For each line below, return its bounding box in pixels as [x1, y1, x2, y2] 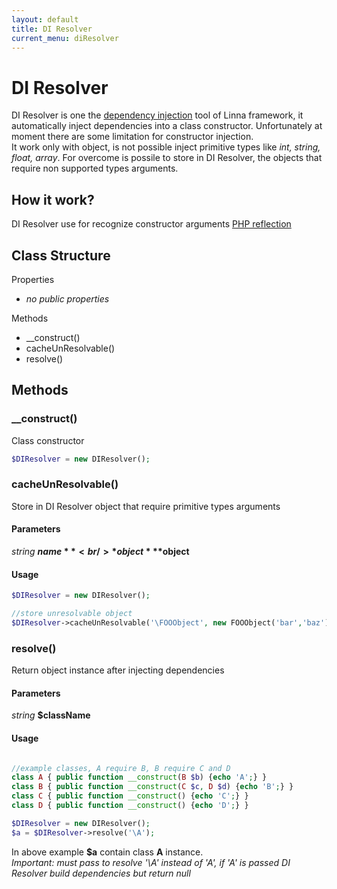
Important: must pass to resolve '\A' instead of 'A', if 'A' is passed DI [11, 856, 291, 868]
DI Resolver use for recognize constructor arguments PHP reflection [11, 218, 292, 230]
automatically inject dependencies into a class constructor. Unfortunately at [11, 120, 323, 132]
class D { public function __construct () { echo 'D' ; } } [11, 801, 249, 811]
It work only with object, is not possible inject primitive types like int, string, [11, 141, 321, 153]
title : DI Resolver [11, 24, 93, 34]
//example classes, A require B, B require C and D [11, 763, 231, 773]
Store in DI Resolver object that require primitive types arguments [11, 500, 281, 512]
